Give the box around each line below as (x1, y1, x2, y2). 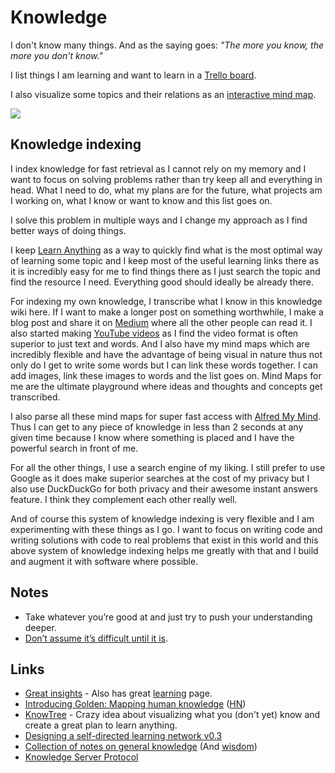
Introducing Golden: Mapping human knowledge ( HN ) (24, 698, 247, 710)
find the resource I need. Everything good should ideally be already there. (10, 276, 315, 288)
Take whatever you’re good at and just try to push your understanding (24, 611, 313, 623)
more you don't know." (10, 49, 103, 61)
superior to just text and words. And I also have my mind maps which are (10, 337, 310, 350)
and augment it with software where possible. (10, 555, 199, 567)
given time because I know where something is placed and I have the (10, 431, 295, 443)
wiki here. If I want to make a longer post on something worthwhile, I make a (10, 306, 324, 318)
